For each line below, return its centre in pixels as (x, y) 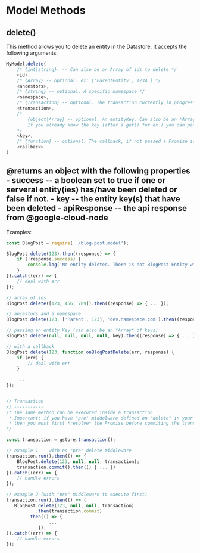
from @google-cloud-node (57, 218)
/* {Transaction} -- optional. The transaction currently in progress (106, 103)
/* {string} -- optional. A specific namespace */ (81, 92)
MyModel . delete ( (26, 64)
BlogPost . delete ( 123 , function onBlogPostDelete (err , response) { (90, 352)
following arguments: (32, 53)
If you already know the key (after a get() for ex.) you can (106, 125)
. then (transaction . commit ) (69, 511)
